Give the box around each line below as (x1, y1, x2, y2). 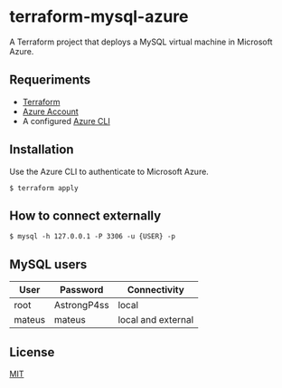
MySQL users (9, 257, 88, 272)
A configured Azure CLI (22, 115, 110, 126)
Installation (9, 142, 74, 158)
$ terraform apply (9, 183, 79, 192)
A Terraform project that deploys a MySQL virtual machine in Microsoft (9, 36, 273, 47)
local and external (117, 314, 194, 326)
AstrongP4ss (53, 299, 110, 312)
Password (60, 284, 104, 296)
